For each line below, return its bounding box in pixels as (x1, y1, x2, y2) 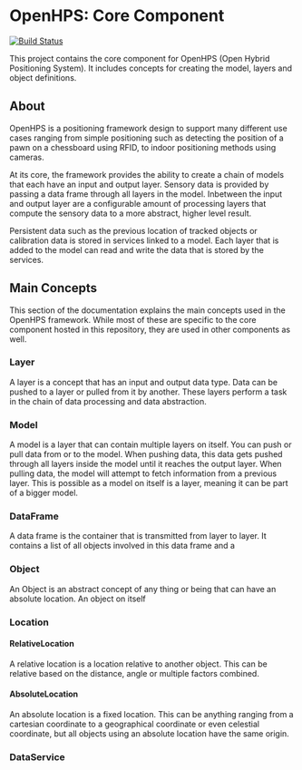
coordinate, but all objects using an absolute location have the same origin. (9, 728, 290, 739)
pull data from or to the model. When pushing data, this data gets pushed (9, 449, 283, 460)
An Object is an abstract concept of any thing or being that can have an (9, 583, 277, 594)
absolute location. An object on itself (9, 593, 147, 604)
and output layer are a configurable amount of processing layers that (9, 198, 267, 209)
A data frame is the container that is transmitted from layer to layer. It (9, 531, 268, 541)
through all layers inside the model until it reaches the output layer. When (9, 459, 283, 470)
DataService (9, 751, 65, 763)
